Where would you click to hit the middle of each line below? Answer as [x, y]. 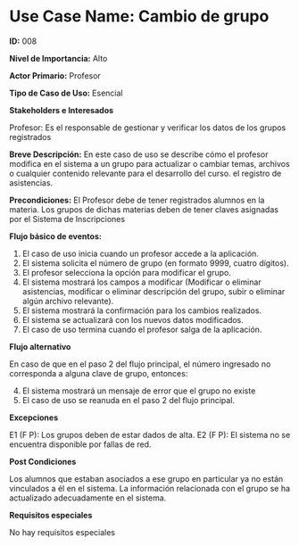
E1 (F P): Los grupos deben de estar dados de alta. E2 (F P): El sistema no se [150, 434]
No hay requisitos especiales [62, 532]
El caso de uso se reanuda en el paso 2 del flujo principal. [128, 400]
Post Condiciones [43, 461]
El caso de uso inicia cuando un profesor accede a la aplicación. [140, 253]
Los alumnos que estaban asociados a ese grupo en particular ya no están [146, 478]
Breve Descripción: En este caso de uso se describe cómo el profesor [139, 154]
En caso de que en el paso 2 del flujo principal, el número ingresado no [140, 364]
